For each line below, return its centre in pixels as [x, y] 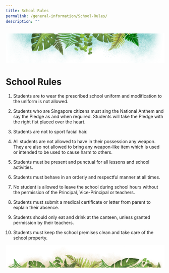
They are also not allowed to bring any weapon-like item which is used [86, 147]
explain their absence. [36, 207]
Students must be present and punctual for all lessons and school [81, 162]
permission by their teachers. [43, 222]
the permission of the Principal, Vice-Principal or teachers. [74, 192]
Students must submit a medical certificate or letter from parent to [82, 202]
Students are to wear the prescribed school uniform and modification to [87, 96]
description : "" [23, 21]
